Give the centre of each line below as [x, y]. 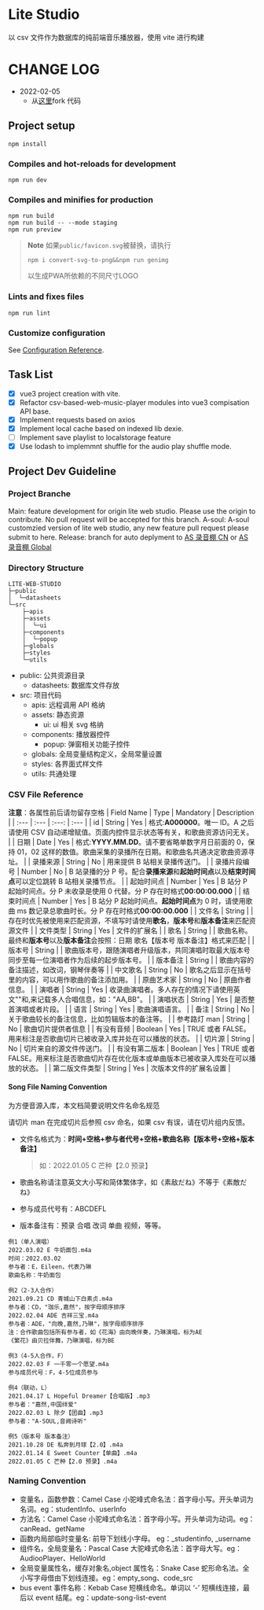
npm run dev [27, 180]
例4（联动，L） [29, 1387]
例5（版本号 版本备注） [41, 1436]
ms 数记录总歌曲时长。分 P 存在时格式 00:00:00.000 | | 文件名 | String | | [135, 911]
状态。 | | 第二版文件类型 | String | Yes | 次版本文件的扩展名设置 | [126, 1068]
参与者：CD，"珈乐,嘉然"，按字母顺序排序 [67, 1307]
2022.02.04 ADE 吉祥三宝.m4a [53, 1315]
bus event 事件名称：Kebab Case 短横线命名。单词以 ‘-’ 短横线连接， [131, 1587]
